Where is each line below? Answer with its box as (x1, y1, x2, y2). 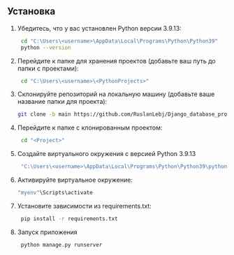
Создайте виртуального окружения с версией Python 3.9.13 (17, 150, 196, 158)
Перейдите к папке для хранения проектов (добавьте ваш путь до (17, 56, 216, 65)
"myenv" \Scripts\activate (17, 190, 93, 196)
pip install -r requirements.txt (20, 215, 118, 222)
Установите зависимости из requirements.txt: (17, 201, 152, 210)
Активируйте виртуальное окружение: (17, 176, 133, 184)
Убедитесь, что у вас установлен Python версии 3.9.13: (17, 24, 182, 32)
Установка (7, 6, 56, 17)
